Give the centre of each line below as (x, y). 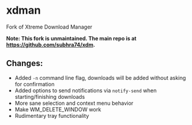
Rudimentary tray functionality (52, 115)
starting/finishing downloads (50, 96)
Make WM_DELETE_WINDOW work (58, 109)
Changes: (25, 63)
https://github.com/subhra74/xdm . (51, 45)
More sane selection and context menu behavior (74, 103)
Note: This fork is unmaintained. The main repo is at (71, 38)
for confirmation (34, 84)
